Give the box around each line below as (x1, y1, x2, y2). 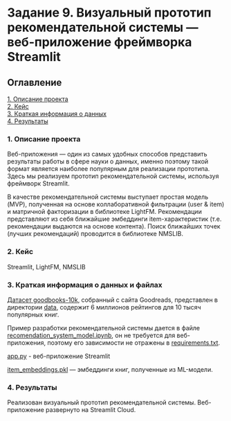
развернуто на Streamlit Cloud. (46, 406, 136, 414)
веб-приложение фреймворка (7, 35, 192, 50)
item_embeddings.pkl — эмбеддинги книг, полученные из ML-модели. (7, 365, 213, 373)
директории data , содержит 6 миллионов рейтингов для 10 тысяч (7, 303, 202, 311)
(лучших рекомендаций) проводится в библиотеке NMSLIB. (7, 230, 183, 238)
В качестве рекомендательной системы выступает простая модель (7, 192, 209, 201)
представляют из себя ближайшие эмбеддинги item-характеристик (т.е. (7, 215, 222, 223)
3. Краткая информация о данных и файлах (7, 280, 163, 289)
